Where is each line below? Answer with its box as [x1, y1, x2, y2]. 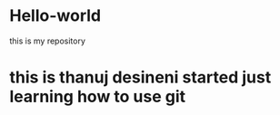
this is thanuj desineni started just [9, 67, 272, 88]
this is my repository [9, 35, 86, 46]
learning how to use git [9, 87, 186, 107]
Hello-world [9, 5, 102, 26]
